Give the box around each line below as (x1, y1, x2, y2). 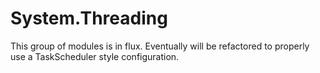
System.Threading (10, 7, 168, 30)
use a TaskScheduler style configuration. (10, 50, 180, 62)
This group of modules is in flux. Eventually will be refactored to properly (10, 40, 310, 52)
